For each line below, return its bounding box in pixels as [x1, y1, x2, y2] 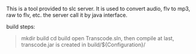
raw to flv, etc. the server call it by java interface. [6, 11, 128, 19]
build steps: [6, 23, 36, 30]
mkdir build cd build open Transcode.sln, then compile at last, [21, 35, 174, 41]
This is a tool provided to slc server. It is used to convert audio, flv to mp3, [6, 5, 191, 12]
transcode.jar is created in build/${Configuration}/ [21, 41, 146, 48]
